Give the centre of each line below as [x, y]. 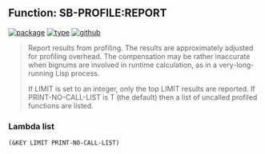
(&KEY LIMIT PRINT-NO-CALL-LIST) [64, 143]
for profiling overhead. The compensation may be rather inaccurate [139, 56]
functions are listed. [60, 105]
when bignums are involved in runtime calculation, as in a [122, 65]
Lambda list [31, 126]
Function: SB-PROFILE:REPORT [88, 13]
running [41, 73]
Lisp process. [78, 73]
